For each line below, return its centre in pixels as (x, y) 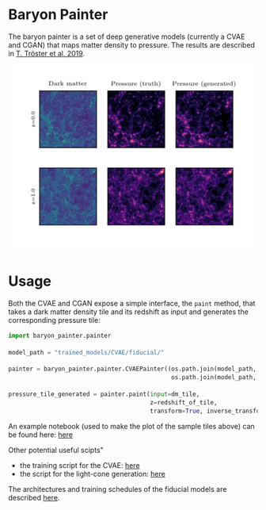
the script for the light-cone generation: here (93, 474)
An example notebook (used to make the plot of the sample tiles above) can (131, 426)
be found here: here (41, 435)
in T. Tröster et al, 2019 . (47, 53)
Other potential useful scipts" (56, 450)
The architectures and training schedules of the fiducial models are (118, 489)
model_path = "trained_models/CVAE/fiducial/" (86, 352)
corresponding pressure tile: (54, 320)
